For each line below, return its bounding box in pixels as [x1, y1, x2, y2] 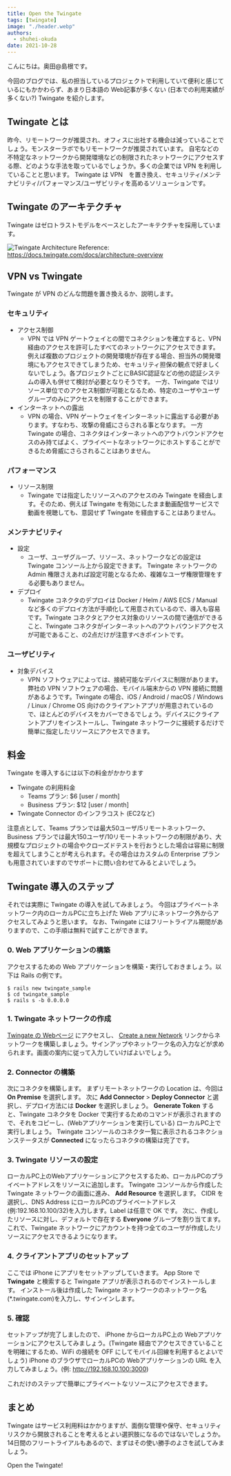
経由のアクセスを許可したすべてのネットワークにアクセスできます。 [27, 343, 219, 351]
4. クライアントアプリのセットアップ [7, 1252, 129, 1261]
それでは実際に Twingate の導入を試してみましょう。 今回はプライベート [7, 901, 213, 909]
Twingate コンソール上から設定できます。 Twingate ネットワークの [27, 562, 217, 570]
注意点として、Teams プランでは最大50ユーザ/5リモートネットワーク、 [7, 824, 209, 832]
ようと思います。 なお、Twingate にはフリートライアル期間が [43, 918, 217, 926]
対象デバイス [17, 667, 54, 675]
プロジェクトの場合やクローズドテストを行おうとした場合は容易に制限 [25, 841, 225, 850]
